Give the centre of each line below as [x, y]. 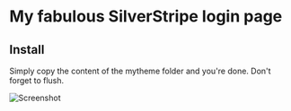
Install [27, 50]
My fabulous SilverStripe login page [146, 17]
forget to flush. [37, 81]
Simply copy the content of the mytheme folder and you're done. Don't [140, 71]
